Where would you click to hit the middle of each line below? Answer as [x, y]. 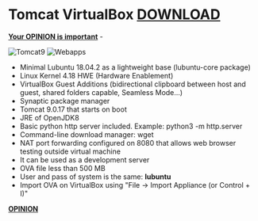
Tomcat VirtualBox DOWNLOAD [114, 15]
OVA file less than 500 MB [62, 168]
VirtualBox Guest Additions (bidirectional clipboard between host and [133, 84]
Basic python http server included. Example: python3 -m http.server [131, 126]
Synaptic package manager [65, 101]
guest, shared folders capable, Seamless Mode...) [101, 92]
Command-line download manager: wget [87, 134]
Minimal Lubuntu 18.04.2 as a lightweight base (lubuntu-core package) [135, 67]
